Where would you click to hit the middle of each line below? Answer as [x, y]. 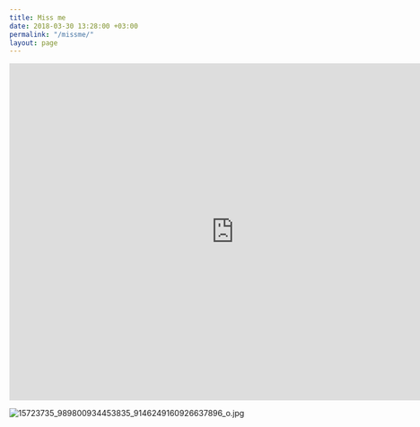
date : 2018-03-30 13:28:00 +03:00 [74, 26]
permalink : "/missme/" [52, 34]
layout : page [34, 43]
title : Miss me [38, 18]
